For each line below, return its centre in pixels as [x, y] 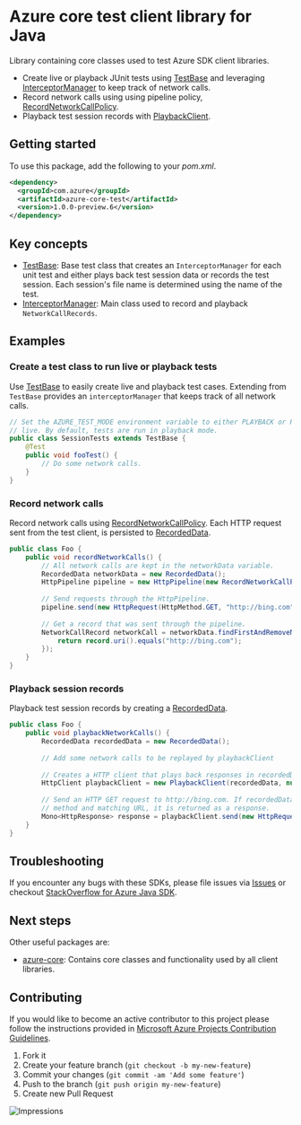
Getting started [53, 144]
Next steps [40, 921]
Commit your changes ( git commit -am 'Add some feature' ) [133, 1075]
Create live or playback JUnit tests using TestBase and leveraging [144, 77]
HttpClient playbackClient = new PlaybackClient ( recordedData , [162, 783]
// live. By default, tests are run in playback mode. [114, 430]
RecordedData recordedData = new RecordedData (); [136, 742]
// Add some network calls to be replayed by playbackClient [158, 758]
